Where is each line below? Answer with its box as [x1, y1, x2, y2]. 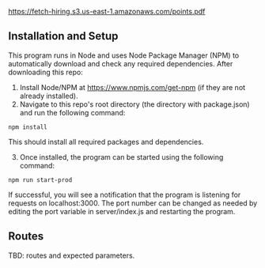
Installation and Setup [8, 29, 119, 43]
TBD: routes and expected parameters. [8, 251, 135, 260]
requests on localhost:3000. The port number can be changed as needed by [8, 198, 258, 208]
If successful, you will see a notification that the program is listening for [8, 190, 241, 199]
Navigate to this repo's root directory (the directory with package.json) [19, 99, 251, 109]
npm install [8, 123, 47, 131]
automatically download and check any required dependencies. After [8, 59, 233, 68]
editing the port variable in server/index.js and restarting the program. [8, 206, 236, 216]
